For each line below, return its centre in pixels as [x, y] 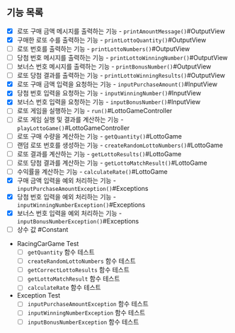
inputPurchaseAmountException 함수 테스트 [88, 304]
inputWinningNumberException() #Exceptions [81, 204]
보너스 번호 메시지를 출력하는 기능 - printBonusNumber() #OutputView [114, 66]
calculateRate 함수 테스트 [64, 288]
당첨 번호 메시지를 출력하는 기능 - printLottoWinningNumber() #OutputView [122, 58]
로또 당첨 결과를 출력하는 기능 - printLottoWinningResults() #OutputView [121, 76]
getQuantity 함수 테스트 [61, 252]
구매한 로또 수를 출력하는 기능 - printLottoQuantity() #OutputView [111, 40]
